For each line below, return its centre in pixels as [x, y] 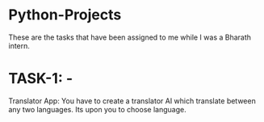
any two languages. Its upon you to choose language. [98, 109]
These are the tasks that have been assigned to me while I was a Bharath [130, 37]
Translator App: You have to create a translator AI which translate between [132, 101]
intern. [19, 45]
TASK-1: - [41, 79]
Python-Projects [65, 15]
